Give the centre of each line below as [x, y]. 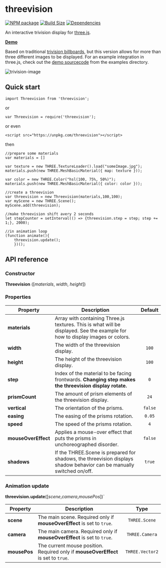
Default [149, 310]
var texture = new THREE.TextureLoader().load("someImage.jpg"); [74, 166]
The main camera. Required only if [78, 531]
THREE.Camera [142, 535]
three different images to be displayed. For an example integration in [75, 57]
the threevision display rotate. [91, 385]
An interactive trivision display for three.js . [48, 32]
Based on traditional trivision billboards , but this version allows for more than [83, 51]
